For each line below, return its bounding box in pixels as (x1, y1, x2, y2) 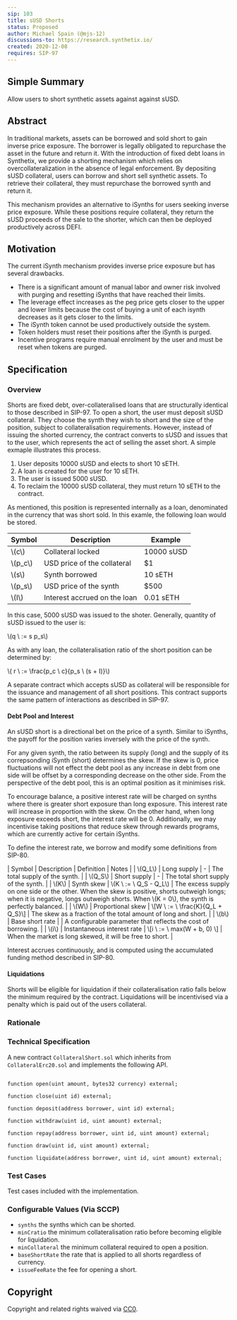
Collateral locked (43, 547, 100, 557)
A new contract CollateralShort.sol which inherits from (7, 1053, 171, 1062)
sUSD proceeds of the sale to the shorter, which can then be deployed (7, 215, 212, 223)
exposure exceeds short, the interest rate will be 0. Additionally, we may (7, 815, 217, 823)
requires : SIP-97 (7, 50, 59, 57)
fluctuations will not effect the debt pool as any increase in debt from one (7, 763, 221, 772)
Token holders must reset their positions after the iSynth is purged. (17, 328, 212, 336)
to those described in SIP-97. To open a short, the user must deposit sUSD (7, 408, 224, 417)
